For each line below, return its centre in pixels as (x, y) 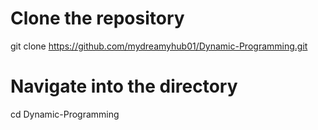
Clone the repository (97, 18)
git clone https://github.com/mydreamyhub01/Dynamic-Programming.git (159, 46)
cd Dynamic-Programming (65, 114)
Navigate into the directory (124, 86)
